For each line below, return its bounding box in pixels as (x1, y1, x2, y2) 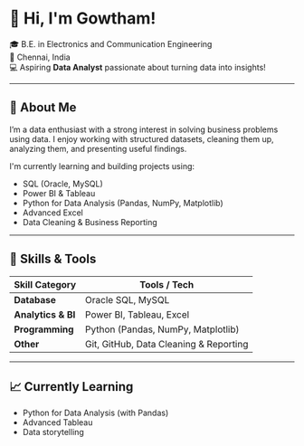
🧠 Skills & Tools (9, 251, 97, 267)
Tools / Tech (139, 278, 195, 290)
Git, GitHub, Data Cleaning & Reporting (84, 337, 249, 350)
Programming (14, 323, 74, 336)
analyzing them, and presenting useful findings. (9, 143, 187, 154)
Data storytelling (22, 427, 84, 438)
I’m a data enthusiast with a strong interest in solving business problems (9, 124, 279, 135)
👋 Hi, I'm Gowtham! (9, 8, 157, 29)
